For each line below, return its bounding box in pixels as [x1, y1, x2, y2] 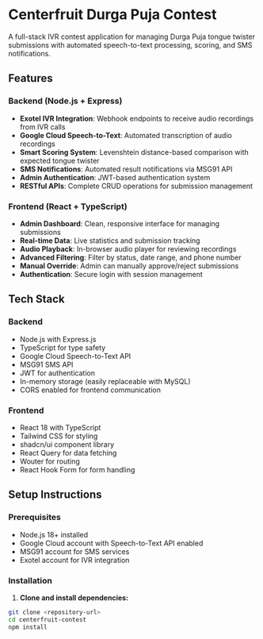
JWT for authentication [19, 368, 95, 378]
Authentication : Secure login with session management [19, 269, 204, 279]
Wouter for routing [19, 456, 81, 466]
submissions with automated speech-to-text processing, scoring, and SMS [8, 40, 253, 49]
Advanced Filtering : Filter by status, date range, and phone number [19, 252, 242, 262]
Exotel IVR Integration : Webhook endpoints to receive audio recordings [19, 114, 254, 123]
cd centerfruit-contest [8, 615, 87, 624]
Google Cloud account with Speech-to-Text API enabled [19, 538, 204, 548]
